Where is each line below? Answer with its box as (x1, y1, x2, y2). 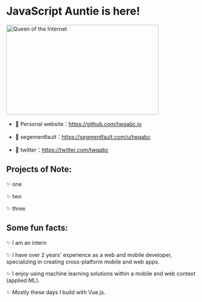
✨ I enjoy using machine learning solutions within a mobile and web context (6, 270, 196, 277)
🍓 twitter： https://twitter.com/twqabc (15, 146, 109, 153)
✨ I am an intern (6, 239, 47, 246)
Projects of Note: (6, 164, 72, 175)
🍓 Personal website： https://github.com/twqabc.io (15, 120, 142, 127)
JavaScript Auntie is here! (6, 4, 141, 18)
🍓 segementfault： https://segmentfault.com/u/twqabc (15, 133, 151, 141)
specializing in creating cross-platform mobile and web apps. (6, 258, 160, 265)
